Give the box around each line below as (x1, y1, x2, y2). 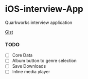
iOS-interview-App (5, 3, 84, 15)
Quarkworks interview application (5, 20, 72, 25)
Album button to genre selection (12, 58, 77, 64)
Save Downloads (12, 63, 46, 69)
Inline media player (12, 69, 50, 75)
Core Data (12, 52, 33, 58)
